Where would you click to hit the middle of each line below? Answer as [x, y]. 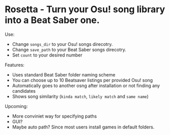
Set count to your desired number [47, 55]
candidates [24, 91]
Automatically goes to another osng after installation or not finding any [86, 86]
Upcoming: [16, 106]
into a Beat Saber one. [52, 20]
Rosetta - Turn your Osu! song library [85, 9]
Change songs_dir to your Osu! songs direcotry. [62, 44]
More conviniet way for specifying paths [54, 116]
